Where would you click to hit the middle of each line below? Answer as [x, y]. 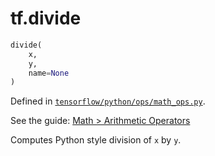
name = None [49, 73]
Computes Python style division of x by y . [96, 140]
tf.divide [46, 18]
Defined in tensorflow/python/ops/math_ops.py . [108, 101]
